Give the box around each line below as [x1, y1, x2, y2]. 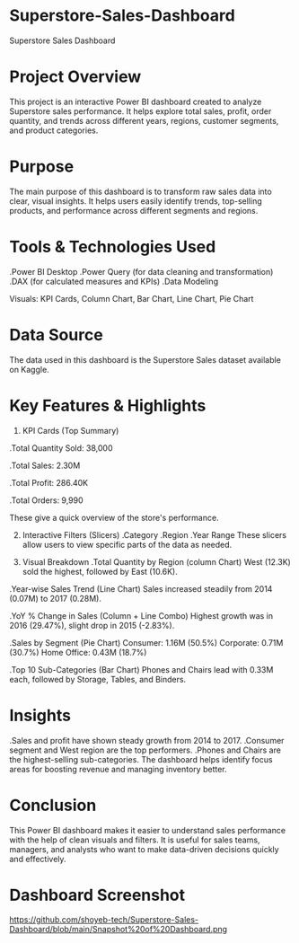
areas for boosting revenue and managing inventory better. [9, 763, 227, 774]
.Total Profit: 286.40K [9, 477, 88, 488]
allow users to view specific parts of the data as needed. [22, 539, 233, 550]
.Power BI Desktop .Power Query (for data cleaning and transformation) [9, 266, 274, 277]
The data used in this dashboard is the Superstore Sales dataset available [9, 354, 281, 365]
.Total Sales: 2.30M [9, 460, 81, 471]
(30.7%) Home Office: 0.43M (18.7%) [9, 647, 147, 657]
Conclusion [9, 795, 97, 815]
